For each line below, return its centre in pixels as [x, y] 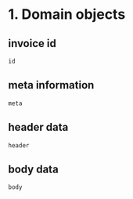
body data [33, 170]
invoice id [32, 43]
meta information [51, 85]
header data [38, 127]
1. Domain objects [67, 14]
